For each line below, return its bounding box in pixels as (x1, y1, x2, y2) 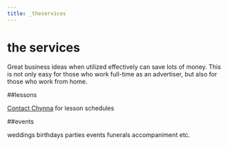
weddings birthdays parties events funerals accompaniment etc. (7, 130, 191, 138)
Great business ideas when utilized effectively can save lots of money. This (7, 63, 221, 71)
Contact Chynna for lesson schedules (7, 104, 115, 112)
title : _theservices (7, 10, 67, 17)
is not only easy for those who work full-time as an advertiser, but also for (7, 70, 218, 78)
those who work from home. (7, 77, 88, 85)
